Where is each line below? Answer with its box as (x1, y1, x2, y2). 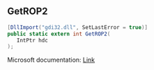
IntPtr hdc (16, 37, 49, 44)
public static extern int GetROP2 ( (7, 30, 111, 37)
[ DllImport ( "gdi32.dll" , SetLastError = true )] (7, 24, 148, 30)
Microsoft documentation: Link (7, 55, 95, 64)
